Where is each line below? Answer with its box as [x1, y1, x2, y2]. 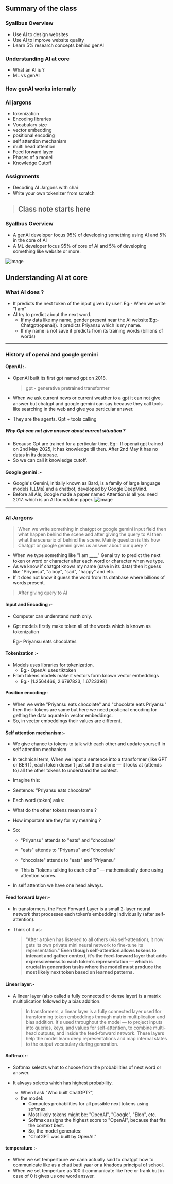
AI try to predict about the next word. [12, 311, 92, 317]
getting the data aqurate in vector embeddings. [12, 712, 113, 719]
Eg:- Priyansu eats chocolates [12, 638, 77, 645]
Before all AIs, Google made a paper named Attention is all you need [12, 491, 158, 497]
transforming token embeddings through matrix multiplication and [25, 1014, 165, 1020]
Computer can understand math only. [12, 613, 93, 619]
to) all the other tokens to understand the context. [12, 767, 118, 774]
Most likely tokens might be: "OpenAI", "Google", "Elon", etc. [28, 1111, 157, 1118]
